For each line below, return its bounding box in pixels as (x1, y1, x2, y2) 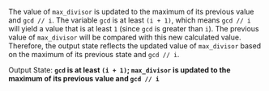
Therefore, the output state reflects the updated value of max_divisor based (8, 41, 262, 51)
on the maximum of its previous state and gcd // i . (8, 50, 180, 59)
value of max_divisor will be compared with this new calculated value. (8, 32, 241, 42)
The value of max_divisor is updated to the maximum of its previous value (8, 7, 254, 16)
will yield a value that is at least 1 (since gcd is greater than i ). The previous (8, 24, 259, 33)
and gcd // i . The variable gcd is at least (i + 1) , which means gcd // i (8, 15, 251, 25)
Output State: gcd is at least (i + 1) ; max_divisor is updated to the (8, 65, 231, 75)
